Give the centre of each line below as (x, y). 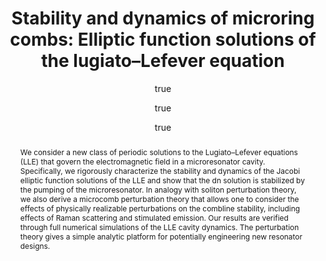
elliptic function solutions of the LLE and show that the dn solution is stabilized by (162, 180)
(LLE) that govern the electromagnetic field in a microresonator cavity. (142, 161)
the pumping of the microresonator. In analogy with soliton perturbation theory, (158, 189)
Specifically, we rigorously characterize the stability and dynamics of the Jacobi (160, 170)
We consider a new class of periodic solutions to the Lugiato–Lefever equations (158, 152)
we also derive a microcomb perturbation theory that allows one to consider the (159, 198)
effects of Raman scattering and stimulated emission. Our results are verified (154, 217)
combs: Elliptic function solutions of (163, 39)
